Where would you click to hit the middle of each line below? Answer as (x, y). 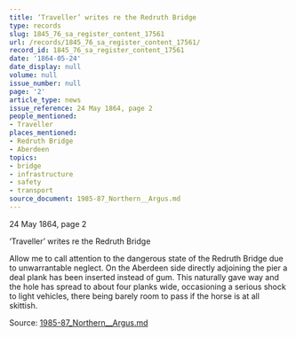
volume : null (33, 75)
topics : (24, 157)
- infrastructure (41, 174)
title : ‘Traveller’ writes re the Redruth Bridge (103, 17)
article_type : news (45, 100)
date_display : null (45, 67)
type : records (36, 26)
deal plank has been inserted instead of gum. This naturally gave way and (144, 277)
